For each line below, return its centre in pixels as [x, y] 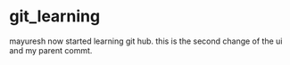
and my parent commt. [51, 50]
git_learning [55, 16]
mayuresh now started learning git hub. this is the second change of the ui [146, 41]
